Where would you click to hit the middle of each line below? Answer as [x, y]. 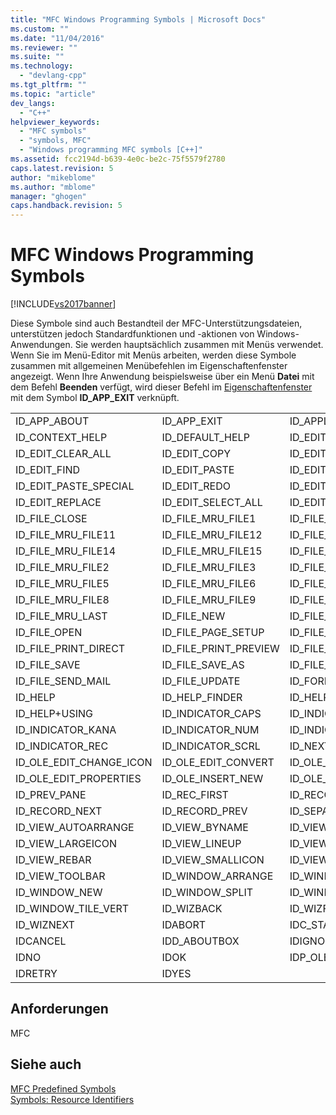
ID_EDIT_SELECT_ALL [212, 503]
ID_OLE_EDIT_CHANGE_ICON [84, 763]
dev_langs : [33, 103]
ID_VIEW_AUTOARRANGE [75, 828]
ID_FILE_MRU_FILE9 [209, 600]
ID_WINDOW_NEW [59, 893]
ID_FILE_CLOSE [51, 519]
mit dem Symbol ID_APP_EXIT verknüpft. [95, 398]
